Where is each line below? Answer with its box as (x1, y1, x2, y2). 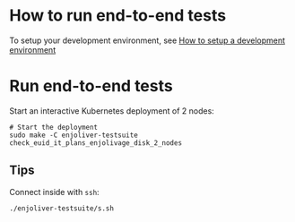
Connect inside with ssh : (9, 186, 100, 197)
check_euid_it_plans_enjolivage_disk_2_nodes (9, 138, 182, 148)
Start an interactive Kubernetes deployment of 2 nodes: (9, 105, 215, 116)
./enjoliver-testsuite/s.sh (9, 203, 115, 213)
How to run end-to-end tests (9, 5, 227, 26)
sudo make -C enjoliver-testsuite (9, 131, 139, 140)
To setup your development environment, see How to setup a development (9, 35, 285, 46)
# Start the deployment (9, 123, 99, 132)
